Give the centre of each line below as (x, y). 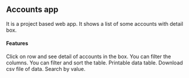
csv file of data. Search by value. (46, 69)
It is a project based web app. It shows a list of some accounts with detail (95, 23)
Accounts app (32, 10)
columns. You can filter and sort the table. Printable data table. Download (95, 63)
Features (17, 43)
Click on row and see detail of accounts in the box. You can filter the (89, 57)
